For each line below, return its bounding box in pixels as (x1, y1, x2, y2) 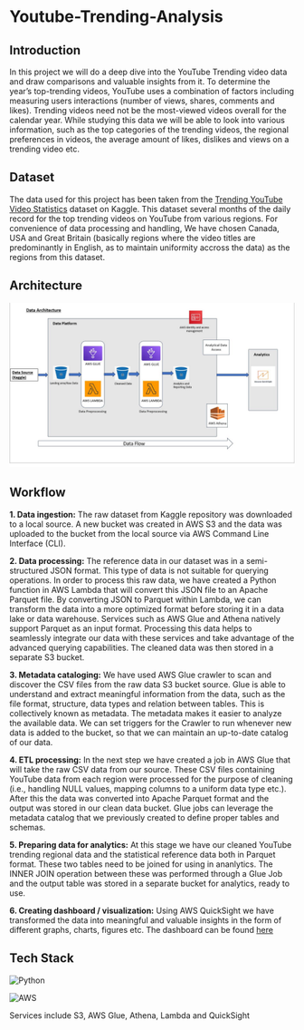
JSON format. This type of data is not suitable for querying (50, 565, 269, 576)
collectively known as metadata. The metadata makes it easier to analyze (9, 707, 282, 718)
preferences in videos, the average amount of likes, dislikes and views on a (9, 134, 290, 144)
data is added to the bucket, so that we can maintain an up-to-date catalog (9, 727, 289, 738)
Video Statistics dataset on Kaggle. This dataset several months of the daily (9, 203, 291, 214)
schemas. (9, 821, 46, 832)
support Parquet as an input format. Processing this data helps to (9, 623, 252, 634)
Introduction (9, 43, 81, 58)
